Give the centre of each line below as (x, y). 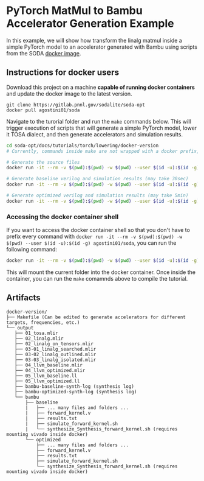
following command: (32, 250)
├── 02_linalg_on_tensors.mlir (54, 344)
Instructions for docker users (63, 73)
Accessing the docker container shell (63, 217)
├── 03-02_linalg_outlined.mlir (55, 354)
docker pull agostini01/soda (43, 110)
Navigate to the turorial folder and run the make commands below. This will (99, 121)
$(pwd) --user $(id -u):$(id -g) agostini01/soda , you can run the (91, 243)
